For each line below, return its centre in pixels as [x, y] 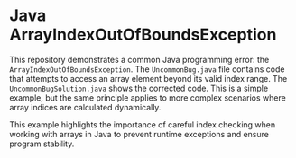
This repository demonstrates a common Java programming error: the [139, 59]
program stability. [42, 144]
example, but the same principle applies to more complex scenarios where [148, 97]
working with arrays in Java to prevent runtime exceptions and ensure [139, 134]
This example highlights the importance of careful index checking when [143, 124]
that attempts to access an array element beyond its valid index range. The [148, 78]
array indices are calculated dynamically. [85, 107]
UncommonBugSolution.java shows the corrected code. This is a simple [139, 88]
